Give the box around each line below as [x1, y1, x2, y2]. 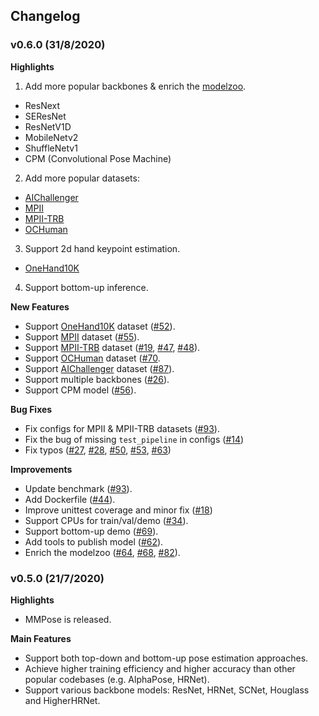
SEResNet [24, 110, 67, 122]
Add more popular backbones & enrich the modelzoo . [24, 80, 247, 92]
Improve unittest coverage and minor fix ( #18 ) [24, 504, 213, 516]
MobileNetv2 [24, 131, 79, 143]
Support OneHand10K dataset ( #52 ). [24, 320, 176, 332]
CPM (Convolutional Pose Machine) [24, 152, 172, 164]
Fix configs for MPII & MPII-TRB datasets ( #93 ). [24, 422, 220, 434]
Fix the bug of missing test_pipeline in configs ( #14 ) [24, 433, 245, 445]
